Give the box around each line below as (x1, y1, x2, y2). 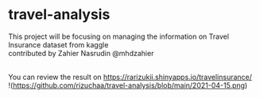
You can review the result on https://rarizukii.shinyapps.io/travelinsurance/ (8, 72, 253, 81)
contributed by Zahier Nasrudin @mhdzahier (8, 48, 154, 58)
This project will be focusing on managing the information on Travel (8, 32, 229, 41)
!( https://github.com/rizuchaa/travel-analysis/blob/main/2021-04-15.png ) (8, 81, 248, 90)
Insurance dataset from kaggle (8, 40, 109, 49)
